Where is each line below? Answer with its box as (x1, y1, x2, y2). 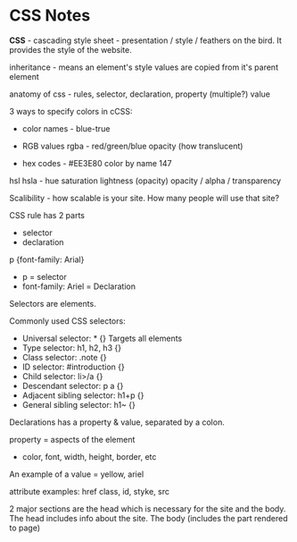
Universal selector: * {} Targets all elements (21, 333, 183, 343)
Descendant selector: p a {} (21, 380, 124, 391)
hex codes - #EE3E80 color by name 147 (21, 157, 172, 168)
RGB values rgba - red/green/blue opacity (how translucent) (21, 140, 243, 151)
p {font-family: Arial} (9, 254, 85, 265)
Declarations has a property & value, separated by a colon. (9, 417, 225, 428)
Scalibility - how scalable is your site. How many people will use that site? (9, 192, 279, 203)
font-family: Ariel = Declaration (21, 281, 136, 292)
